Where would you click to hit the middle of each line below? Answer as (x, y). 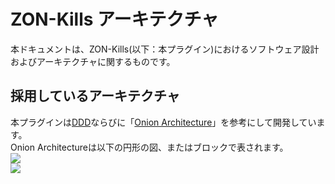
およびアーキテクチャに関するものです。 (93, 61)
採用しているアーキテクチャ (95, 96)
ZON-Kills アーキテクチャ (115, 19)
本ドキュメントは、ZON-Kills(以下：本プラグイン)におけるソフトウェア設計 (165, 49)
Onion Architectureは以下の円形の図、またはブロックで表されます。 (149, 147)
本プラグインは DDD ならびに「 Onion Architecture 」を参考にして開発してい (163, 122)
